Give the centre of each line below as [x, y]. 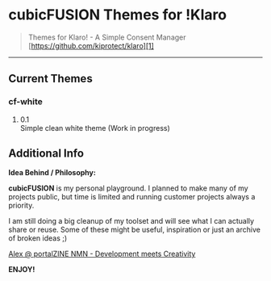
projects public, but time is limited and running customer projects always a [132, 197]
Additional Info [46, 154]
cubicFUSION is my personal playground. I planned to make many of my [128, 188]
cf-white [25, 102]
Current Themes [50, 79]
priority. [21, 206]
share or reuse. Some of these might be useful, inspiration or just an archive [134, 230]
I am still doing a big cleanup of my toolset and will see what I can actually [131, 221]
